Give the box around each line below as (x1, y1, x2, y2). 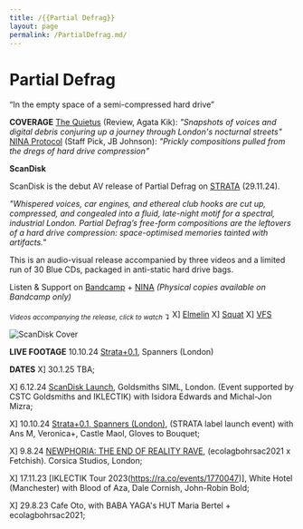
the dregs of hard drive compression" (9, 146, 150, 157)
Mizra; (9, 401, 33, 412)
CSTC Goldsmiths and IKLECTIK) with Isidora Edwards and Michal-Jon (9, 391, 272, 402)
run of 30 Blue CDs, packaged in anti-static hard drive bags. (9, 264, 233, 275)
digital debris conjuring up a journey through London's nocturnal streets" (9, 126, 282, 137)
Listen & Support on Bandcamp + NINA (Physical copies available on (9, 282, 267, 293)
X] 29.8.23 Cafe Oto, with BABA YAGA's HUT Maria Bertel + (9, 500, 232, 511)
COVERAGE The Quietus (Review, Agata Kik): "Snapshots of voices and (9, 117, 277, 128)
